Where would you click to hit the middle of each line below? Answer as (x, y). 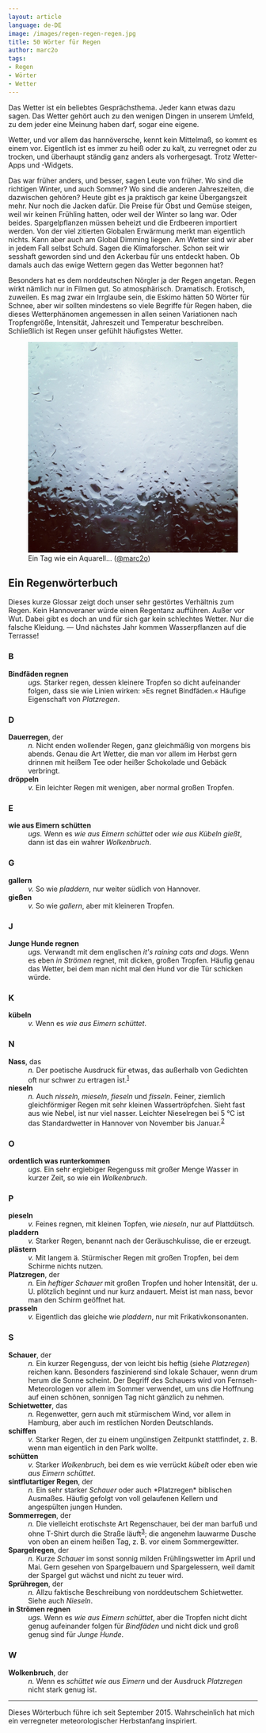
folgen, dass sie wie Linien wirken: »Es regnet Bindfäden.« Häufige (137, 690)
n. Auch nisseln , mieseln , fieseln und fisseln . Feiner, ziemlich (127, 1097)
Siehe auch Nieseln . (61, 1601)
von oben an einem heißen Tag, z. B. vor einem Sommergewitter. (133, 1542)
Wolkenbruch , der (38, 1673)
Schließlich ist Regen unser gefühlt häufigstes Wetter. (96, 330)
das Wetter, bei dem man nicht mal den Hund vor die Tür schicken (136, 968)
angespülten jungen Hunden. (75, 1507)
